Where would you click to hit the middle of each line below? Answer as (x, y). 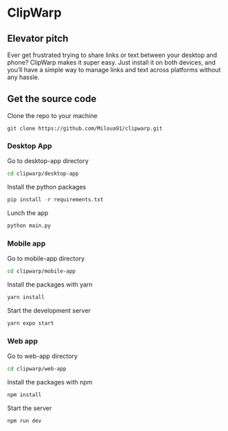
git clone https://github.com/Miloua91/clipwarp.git (85, 128)
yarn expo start (30, 323)
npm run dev (24, 421)
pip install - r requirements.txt (55, 199)
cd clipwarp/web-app (37, 369)
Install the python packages (47, 187)
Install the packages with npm (50, 382)
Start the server (29, 408)
